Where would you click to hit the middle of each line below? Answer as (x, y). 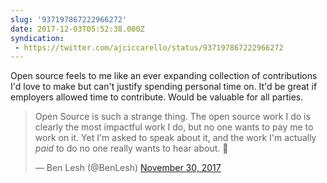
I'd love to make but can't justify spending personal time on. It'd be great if (164, 87)
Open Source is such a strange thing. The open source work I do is (172, 117)
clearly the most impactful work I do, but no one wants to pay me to (174, 127)
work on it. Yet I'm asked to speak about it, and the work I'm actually (175, 138)
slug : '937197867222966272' (69, 19)
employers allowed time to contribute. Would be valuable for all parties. (157, 97)
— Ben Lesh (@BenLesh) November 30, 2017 (128, 168)
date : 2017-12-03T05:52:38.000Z (77, 29)
